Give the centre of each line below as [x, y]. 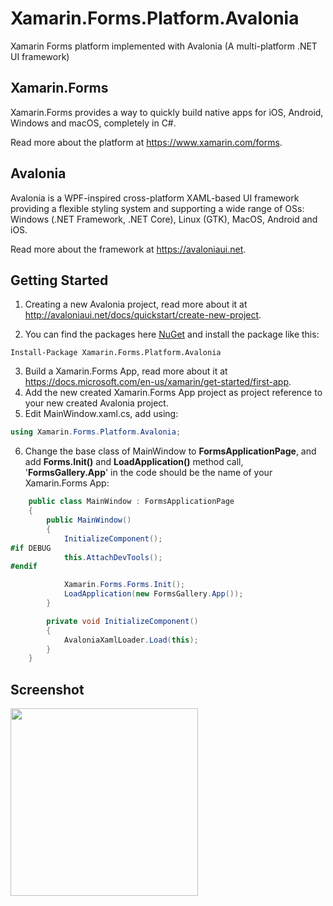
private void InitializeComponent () [122, 621]
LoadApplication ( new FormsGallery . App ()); [153, 594]
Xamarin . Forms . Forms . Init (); [124, 585]
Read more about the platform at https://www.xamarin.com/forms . [146, 142]
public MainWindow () [89, 520]
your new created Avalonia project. [96, 403]
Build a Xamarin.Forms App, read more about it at [126, 371]
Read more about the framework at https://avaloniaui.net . [128, 249]
